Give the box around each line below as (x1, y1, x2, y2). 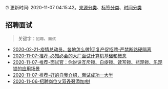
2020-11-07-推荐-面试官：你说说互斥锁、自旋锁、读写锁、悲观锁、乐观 (12, 59, 163, 65)
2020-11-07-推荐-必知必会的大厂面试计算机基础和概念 (12, 53, 127, 59)
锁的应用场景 (12, 65, 40, 72)
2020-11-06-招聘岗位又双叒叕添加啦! (12, 78, 91, 84)
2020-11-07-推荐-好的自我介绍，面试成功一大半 (12, 72, 114, 78)
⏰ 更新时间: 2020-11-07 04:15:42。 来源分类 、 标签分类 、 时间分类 (5, 5, 142, 10)
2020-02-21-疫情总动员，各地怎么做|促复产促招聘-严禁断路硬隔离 (12, 46, 152, 52)
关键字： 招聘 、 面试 (17, 35, 56, 41)
